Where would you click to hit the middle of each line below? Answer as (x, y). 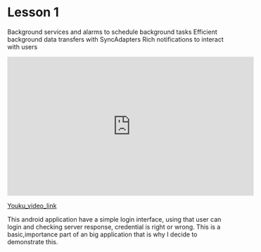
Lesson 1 (33, 12)
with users (23, 47)
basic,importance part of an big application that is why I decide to (102, 234)
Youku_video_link (32, 205)
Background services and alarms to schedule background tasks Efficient (112, 32)
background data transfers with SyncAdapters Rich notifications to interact (115, 39)
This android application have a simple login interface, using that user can (114, 219)
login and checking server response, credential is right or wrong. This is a (114, 227)
